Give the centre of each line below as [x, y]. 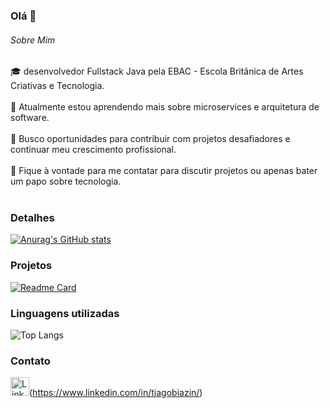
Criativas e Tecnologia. [57, 86]
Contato [30, 361]
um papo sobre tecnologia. [66, 181]
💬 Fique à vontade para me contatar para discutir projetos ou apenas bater [164, 171]
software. [30, 118]
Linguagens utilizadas [65, 313]
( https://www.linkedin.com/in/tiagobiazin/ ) [116, 393]
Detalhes [32, 218]
